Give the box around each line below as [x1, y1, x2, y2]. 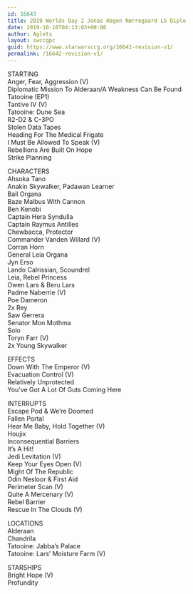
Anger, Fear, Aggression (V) [7, 77, 89, 86]
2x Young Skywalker [7, 341, 68, 349]
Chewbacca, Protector [7, 227, 73, 236]
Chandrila [7, 534, 36, 543]
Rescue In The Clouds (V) [7, 505, 83, 513]
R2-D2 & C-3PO [7, 115, 55, 123]
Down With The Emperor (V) [7, 362, 90, 371]
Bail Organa [7, 190, 42, 198]
